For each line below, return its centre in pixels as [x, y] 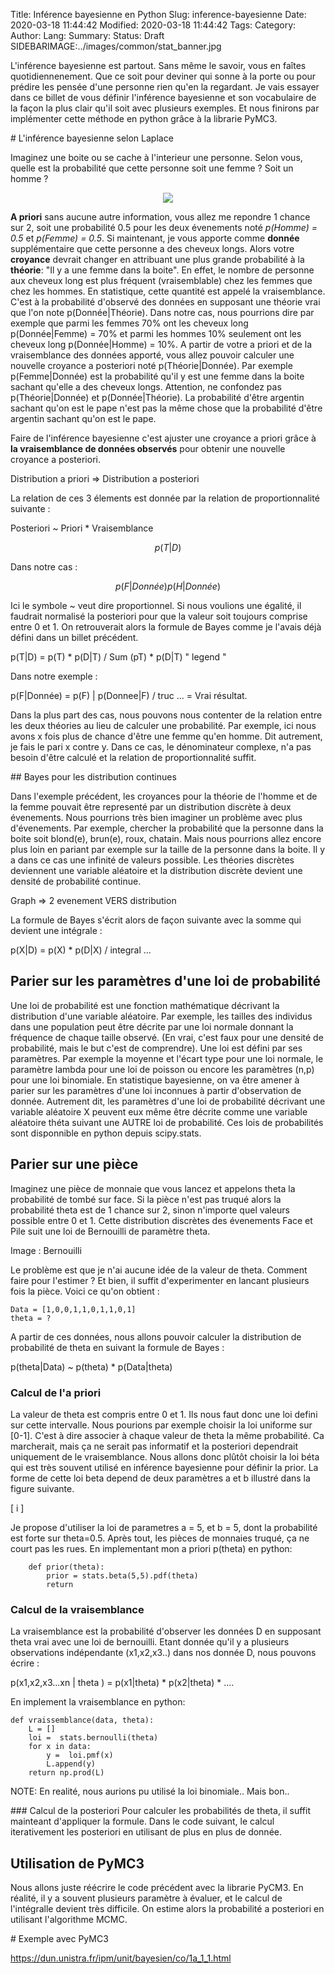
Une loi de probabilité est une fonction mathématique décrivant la [145, 1005]
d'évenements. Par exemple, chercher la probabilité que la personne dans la [167, 828]
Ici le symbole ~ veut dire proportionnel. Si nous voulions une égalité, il [156, 605]
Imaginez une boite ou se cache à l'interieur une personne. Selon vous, [156, 157]
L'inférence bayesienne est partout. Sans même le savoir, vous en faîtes [158, 65]
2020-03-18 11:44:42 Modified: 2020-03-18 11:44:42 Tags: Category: [153, 25]
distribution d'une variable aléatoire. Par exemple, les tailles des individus [161, 1016]
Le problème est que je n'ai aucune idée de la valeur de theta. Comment [159, 1270]
